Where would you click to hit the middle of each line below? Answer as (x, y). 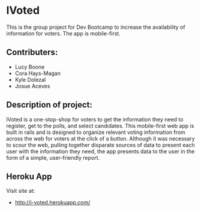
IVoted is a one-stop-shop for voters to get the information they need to (95, 119)
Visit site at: (21, 191)
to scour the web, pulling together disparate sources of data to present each (100, 145)
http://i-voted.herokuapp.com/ (52, 202)
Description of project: (49, 105)
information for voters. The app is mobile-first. (64, 33)
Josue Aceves (32, 86)
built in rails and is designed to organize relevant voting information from (96, 132)
